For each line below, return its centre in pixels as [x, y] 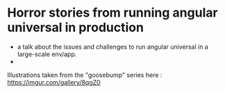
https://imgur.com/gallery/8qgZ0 [54, 82]
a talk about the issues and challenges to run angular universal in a [112, 46]
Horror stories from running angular [112, 13]
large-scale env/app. [47, 54]
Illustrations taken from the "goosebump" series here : [85, 75]
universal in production [76, 27]
